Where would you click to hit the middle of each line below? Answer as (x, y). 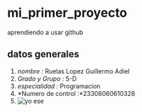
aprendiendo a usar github (45, 32)
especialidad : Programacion (59, 86)
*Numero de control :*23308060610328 (76, 93)
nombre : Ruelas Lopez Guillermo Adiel (73, 71)
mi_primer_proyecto (67, 13)
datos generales (43, 54)
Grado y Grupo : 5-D (47, 78)
